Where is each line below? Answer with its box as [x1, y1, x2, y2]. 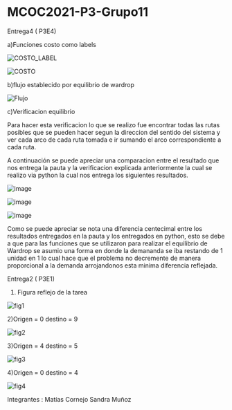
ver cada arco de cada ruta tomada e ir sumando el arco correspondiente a [7, 136, 222, 144]
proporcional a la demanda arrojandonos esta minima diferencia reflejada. [7, 261, 218, 270]
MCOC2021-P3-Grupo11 [7, 4, 149, 20]
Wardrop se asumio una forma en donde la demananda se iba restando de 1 [7, 246, 223, 254]
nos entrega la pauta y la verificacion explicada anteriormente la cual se [7, 163, 213, 171]
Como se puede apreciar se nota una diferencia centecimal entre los [7, 224, 203, 232]
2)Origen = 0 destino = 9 [7, 315, 78, 323]
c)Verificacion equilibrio [7, 107, 75, 115]
